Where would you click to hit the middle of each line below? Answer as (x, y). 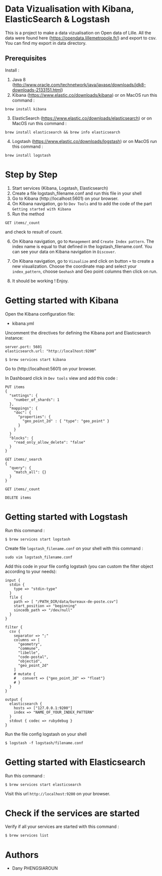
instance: (14, 338)
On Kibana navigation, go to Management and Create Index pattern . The (83, 241)
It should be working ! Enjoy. (40, 281)
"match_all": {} (30, 472)
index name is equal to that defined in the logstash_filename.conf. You (82, 246)
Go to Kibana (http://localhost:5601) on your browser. (65, 198)
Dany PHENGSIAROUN (35, 868)
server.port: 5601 (24, 347)
